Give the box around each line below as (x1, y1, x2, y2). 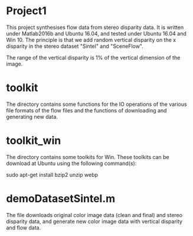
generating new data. (6, 113, 58, 120)
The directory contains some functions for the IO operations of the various (6, 101, 187, 108)
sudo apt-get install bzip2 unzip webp (6, 171, 99, 178)
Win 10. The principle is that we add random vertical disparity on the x (6, 36, 176, 43)
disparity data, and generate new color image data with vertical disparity (6, 218, 183, 225)
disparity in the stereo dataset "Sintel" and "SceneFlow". (6, 43, 143, 50)
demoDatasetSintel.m (6, 192, 116, 205)
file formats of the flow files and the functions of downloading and (6, 106, 167, 114)
